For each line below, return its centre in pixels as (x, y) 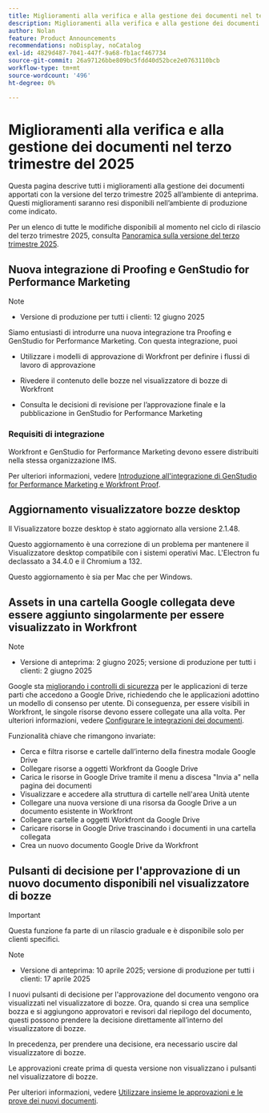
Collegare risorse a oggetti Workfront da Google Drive (109, 768)
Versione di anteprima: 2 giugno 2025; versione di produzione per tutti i (138, 662)
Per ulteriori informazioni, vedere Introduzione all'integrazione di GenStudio (133, 475)
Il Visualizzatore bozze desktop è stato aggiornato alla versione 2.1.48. (124, 529)
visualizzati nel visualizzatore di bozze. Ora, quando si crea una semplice (129, 1003)
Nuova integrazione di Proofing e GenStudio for (129, 269)
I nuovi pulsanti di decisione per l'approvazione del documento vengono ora (133, 994)
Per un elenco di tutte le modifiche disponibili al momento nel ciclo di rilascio (134, 227)
